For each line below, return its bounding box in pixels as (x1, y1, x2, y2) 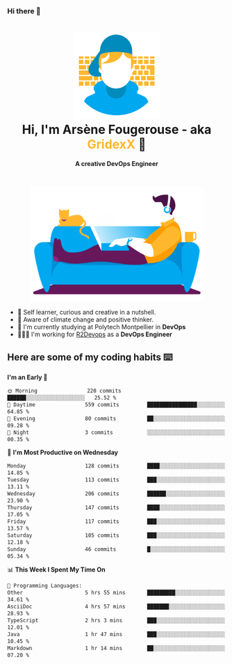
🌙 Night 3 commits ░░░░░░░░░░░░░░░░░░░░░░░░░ (7, 429, 226, 436)
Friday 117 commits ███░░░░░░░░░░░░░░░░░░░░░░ (7, 518, 226, 525)
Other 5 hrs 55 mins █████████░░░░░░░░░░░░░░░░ (7, 590, 226, 597)
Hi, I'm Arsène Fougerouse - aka (22, 122, 212, 138)
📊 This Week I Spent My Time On (7, 565, 106, 574)
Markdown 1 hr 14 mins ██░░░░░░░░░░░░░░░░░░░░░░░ (7, 645, 226, 652)
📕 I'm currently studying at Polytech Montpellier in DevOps (17, 323, 186, 331)
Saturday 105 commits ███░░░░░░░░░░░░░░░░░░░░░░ (7, 532, 226, 539)
